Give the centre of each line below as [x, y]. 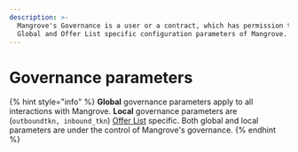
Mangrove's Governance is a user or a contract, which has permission [150, 26]
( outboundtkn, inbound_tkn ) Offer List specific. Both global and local [134, 121]
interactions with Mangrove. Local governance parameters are [123, 111]
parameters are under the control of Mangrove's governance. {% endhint [143, 130]
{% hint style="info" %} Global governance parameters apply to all [131, 102]
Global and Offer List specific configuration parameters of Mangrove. [153, 34]
